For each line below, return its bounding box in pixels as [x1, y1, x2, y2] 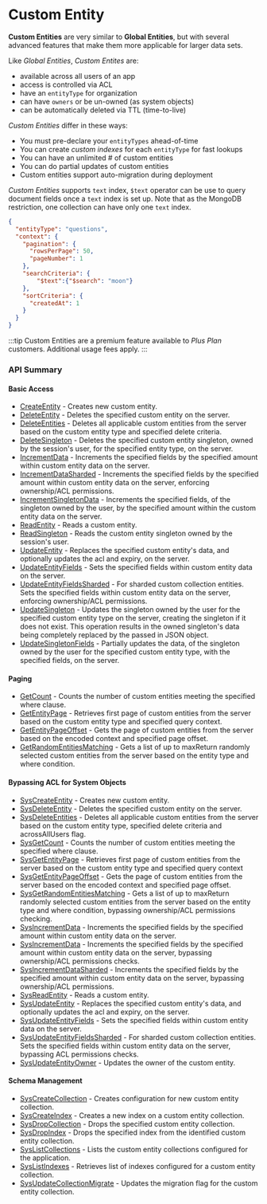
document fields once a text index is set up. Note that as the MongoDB [8, 194, 242, 203]
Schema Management [8, 1076, 83, 1085]
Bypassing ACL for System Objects [8, 777, 127, 786]
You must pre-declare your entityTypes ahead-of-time [19, 135, 199, 145]
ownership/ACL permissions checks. [19, 956, 141, 966]
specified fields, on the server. [19, 656, 120, 665]
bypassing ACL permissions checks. [19, 1049, 139, 1059]
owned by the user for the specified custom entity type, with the [19, 647, 230, 657]
